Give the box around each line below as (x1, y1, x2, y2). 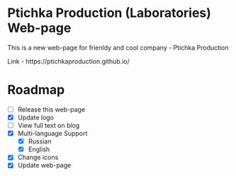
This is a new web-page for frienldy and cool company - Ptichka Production (7, 43, 229, 52)
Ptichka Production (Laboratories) (7, 5, 211, 21)
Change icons (17, 153, 59, 162)
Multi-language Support (17, 129, 88, 138)
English (28, 145, 50, 153)
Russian (28, 137, 52, 146)
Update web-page (17, 161, 72, 170)
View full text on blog (17, 122, 80, 129)
